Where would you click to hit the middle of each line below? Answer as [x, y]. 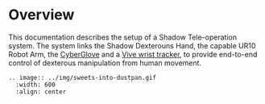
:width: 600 [36, 85]
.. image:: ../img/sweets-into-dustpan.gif [83, 77]
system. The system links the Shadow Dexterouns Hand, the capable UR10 [132, 45]
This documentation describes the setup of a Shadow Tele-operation [123, 37]
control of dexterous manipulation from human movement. [105, 63]
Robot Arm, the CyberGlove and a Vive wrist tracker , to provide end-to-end [133, 54]
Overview [41, 15]
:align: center [41, 92]
